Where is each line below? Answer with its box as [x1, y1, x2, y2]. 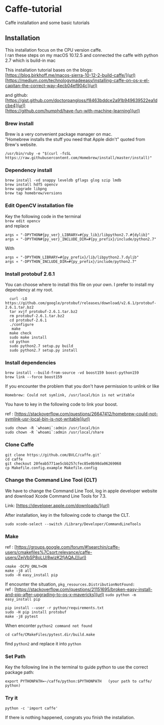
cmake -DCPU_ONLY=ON [5, 564, 47, 569]
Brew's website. [5, 141, 38, 148]
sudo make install [9, 335, 47, 340]
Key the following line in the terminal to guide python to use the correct [5, 664, 148, 670]
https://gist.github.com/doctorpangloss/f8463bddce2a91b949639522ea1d [6, 97, 158, 103]
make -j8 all [5, 568, 32, 573]
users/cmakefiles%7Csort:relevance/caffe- [5, 549, 93, 556]
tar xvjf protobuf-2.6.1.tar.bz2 [9, 309, 78, 314]
